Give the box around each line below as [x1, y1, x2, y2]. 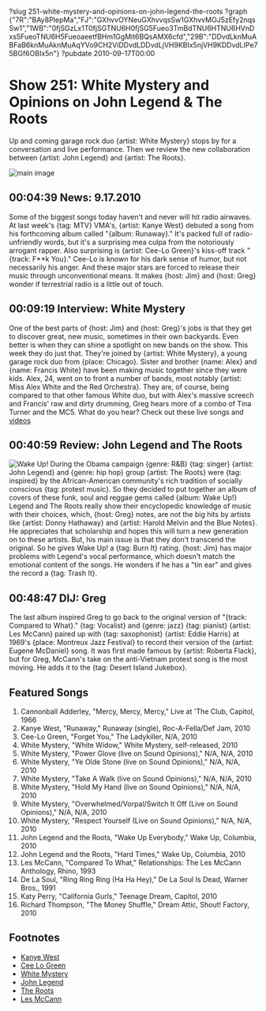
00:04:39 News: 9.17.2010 [9, 191, 141, 205]
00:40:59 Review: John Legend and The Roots [9, 438, 243, 451]
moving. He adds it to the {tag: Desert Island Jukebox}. [9, 663, 188, 673]
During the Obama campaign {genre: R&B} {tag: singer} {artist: [50, 459, 254, 469]
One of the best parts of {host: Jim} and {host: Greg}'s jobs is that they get [9, 323, 253, 333]
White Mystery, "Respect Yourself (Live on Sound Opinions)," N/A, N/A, [20, 816, 252, 825]
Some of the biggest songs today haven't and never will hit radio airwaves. [9, 212, 252, 221]
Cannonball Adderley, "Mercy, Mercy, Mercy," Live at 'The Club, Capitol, [20, 707, 255, 716]
